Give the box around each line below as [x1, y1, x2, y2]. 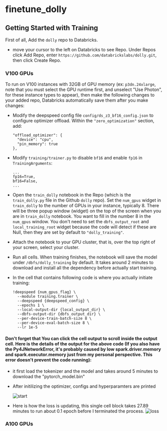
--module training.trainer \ [17, 294, 78, 299]
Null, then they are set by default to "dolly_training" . [12, 229, 124, 235]
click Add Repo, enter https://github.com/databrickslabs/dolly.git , [12, 52, 157, 58]
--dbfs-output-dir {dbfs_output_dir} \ [17, 312, 101, 317]
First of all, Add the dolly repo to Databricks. [5, 37, 98, 43]
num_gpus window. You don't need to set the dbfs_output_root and [12, 219, 149, 225]
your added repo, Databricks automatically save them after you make [5, 97, 148, 104]
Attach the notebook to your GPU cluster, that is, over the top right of [12, 239, 155, 245]
